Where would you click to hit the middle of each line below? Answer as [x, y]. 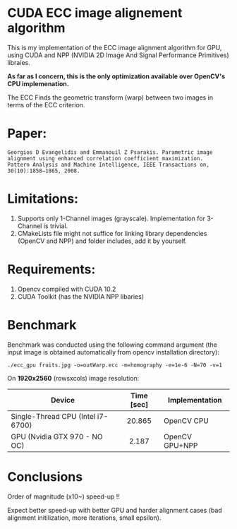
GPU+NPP [181, 445]
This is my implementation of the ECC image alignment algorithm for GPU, [115, 47]
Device [63, 400]
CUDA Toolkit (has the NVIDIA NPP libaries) [81, 296]
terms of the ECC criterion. [46, 105]
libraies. [19, 62]
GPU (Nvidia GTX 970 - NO [57, 436]
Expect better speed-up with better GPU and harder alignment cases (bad [115, 510]
